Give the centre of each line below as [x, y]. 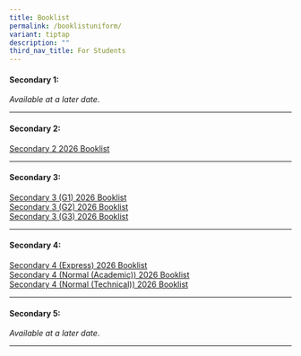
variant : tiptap [39, 34]
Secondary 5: [35, 313]
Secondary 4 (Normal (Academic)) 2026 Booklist [99, 274]
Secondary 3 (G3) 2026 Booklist [69, 216]
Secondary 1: [34, 79]
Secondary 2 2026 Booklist [60, 148]
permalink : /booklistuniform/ [66, 26]
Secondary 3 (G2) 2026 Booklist [69, 206]
